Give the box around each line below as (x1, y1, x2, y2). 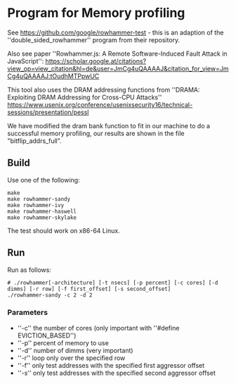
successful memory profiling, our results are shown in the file (7, 129, 185, 137)
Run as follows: (7, 266, 51, 274)
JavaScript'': (7, 56, 44, 65)
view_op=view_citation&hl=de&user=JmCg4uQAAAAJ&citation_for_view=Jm (7, 64, 229, 73)
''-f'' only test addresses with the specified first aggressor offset (17, 361, 205, 369)
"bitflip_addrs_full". (7, 136, 62, 145)
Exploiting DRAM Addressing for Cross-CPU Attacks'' (7, 93, 162, 101)
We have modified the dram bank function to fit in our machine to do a (7, 121, 211, 130)
